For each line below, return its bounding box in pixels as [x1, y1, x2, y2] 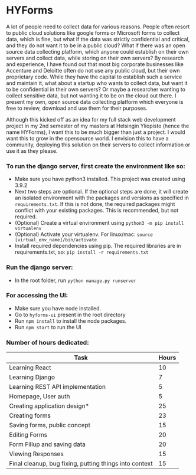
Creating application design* [9, 402, 90, 410]
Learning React [9, 363, 51, 372]
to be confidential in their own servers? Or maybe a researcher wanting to [6, 86, 186, 93]
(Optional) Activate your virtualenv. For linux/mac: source [14, 231, 153, 238]
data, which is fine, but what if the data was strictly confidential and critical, [6, 35, 190, 42]
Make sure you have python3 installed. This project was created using [14, 175, 185, 183]
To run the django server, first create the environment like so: [6, 162, 186, 170]
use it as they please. [6, 147, 58, 154]
